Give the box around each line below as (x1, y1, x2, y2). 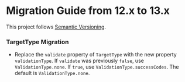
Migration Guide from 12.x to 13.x (6, 4, 170, 17)
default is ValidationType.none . (14, 70, 90, 77)
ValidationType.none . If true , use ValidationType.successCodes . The (14, 63, 179, 70)
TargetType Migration (6, 38, 69, 46)
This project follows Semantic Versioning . (6, 23, 107, 30)
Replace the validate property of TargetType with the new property (14, 51, 177, 58)
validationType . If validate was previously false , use (14, 57, 145, 65)
